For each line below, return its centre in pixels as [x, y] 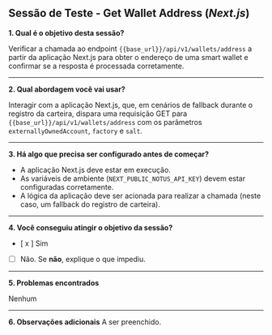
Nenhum [23, 298]
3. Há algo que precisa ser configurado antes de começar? [108, 154]
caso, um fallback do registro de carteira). [90, 204]
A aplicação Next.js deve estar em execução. [96, 170]
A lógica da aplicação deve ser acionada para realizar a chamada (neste [140, 195]
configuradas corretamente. [67, 187]
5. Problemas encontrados [54, 282]
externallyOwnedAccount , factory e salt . [76, 131]
